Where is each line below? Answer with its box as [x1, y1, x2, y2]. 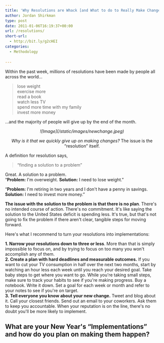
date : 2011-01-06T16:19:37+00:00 [5, 24, 73, 28]
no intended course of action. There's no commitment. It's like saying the [5, 206, 152, 212]
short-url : [5, 34, 27, 39]
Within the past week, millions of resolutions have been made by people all [5, 69, 155, 74]
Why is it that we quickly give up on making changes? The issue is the [11, 138, 153, 144]
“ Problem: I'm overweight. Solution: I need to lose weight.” [5, 176, 124, 182]
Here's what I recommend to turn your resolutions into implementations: [5, 231, 150, 237]
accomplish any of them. [5, 251, 55, 257]
